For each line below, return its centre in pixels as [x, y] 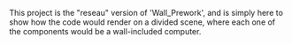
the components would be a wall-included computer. [105, 31]
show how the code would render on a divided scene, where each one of [142, 22]
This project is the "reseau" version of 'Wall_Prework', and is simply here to [146, 13]
